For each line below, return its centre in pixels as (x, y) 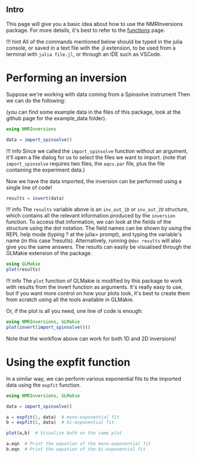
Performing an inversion (66, 78)
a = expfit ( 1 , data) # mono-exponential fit (63, 417)
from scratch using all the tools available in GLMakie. (70, 299)
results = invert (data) (35, 198)
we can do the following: (36, 100)
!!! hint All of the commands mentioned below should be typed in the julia (94, 41)
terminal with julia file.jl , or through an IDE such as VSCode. (84, 54)
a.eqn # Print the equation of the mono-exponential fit (79, 444)
